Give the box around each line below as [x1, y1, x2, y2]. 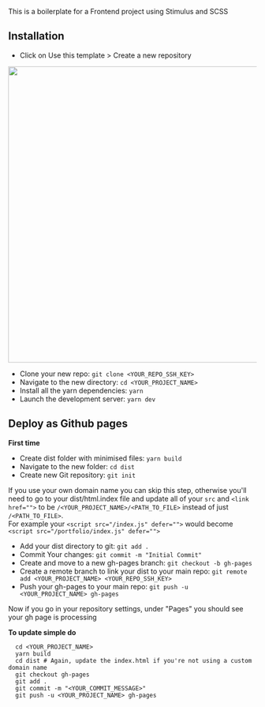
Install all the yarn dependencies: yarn [19, 385, 144, 395]
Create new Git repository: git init [19, 470, 136, 479]
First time [8, 438, 41, 447]
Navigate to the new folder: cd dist [19, 461, 136, 471]
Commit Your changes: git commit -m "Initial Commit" [19, 549, 203, 559]
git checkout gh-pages [15, 671, 90, 679]
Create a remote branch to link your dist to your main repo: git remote [19, 566, 248, 576]
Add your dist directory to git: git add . [19, 541, 149, 551]
